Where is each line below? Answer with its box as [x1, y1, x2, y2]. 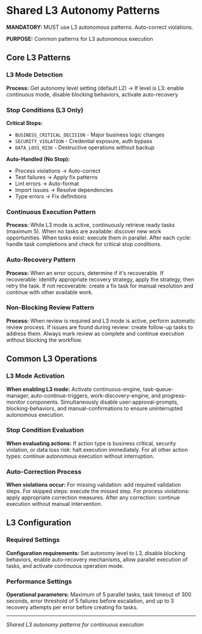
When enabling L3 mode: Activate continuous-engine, [6, 386, 142, 393]
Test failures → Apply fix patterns [14, 173, 98, 180]
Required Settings [6, 536, 60, 544]
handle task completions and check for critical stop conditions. [6, 241, 162, 248]
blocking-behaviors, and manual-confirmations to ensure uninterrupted [6, 404, 183, 412]
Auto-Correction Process [6, 467, 82, 476]
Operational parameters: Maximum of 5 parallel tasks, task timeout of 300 [6, 591, 192, 599]
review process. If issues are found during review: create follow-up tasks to [6, 323, 194, 331]
